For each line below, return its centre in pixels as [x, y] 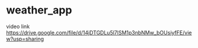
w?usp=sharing [25, 39]
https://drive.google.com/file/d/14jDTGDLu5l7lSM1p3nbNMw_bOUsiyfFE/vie [99, 32]
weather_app [39, 10]
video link [18, 26]
